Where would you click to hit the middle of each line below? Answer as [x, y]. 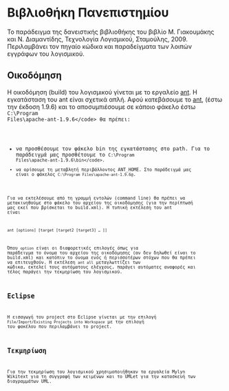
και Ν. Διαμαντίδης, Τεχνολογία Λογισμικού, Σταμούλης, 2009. [97, 39]
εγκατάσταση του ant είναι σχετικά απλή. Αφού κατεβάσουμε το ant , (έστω [115, 99]
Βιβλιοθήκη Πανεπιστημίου [88, 13]
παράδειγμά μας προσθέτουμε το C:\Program [75, 154]
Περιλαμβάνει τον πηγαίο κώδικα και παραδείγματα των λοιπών [100, 46]
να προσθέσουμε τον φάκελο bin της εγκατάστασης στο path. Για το [113, 149]
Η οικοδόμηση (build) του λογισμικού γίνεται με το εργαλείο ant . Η [102, 92]
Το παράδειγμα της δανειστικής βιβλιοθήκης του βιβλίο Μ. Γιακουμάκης [111, 32]
